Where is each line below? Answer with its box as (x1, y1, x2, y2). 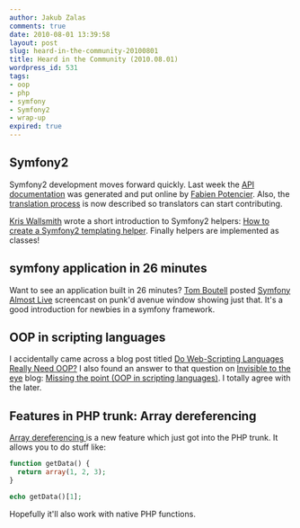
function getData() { (9, 460, 91, 469)
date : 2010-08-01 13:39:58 (9, 30, 110, 39)
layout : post (9, 38, 58, 48)
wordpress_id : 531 (9, 64, 78, 73)
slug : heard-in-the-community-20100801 (9, 47, 159, 56)
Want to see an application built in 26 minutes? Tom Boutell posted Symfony (9, 284, 291, 295)
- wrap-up (9, 113, 47, 122)
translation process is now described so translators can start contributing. (9, 198, 283, 209)
